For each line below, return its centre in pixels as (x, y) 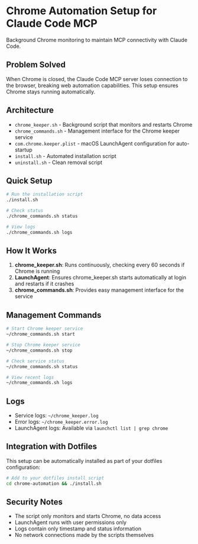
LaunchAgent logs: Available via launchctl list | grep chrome (91, 428)
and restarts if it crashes (44, 284)
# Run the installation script (45, 194)
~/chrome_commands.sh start (41, 334)
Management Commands (54, 315)
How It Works (32, 251)
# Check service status (35, 361)
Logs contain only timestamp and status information (78, 529)
